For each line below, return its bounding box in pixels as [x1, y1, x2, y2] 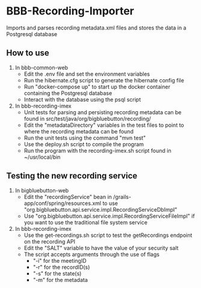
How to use [6, 48, 49, 58]
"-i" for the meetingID [32, 257, 87, 264]
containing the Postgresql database [23, 89, 113, 97]
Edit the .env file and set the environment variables [23, 70, 150, 78]
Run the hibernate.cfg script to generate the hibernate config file [23, 76, 185, 84]
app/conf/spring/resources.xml [23, 200, 101, 207]
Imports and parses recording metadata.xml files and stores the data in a [6, 24, 187, 31]
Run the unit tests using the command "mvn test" [23, 134, 146, 141]
